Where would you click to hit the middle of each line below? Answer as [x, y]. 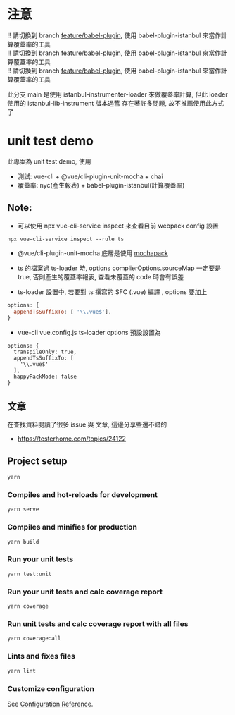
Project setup [38, 461]
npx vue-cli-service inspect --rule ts [66, 239]
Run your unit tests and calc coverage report [85, 592]
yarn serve [23, 509]
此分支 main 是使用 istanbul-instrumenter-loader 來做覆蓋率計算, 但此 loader [118, 94]
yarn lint [22, 671]
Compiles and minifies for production [72, 527]
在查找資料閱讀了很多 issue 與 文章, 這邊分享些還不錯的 [87, 424]
